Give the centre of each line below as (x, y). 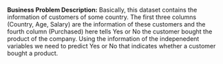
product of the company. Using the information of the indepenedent (103, 39)
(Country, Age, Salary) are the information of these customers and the (106, 24)
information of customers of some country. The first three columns (102, 17)
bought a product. (33, 53)
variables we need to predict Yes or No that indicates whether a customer (111, 46)
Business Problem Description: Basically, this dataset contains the (102, 10)
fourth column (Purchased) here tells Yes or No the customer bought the (110, 31)
